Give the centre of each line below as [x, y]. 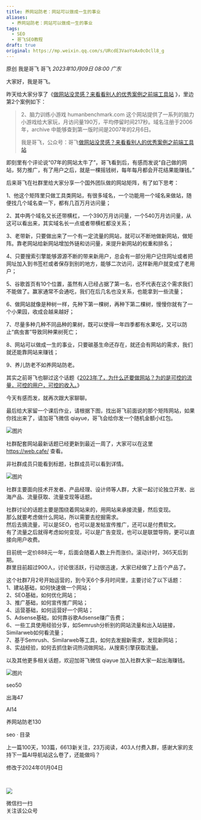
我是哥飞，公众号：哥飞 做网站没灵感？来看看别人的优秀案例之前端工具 [107, 142]
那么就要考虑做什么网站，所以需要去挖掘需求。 [64, 517]
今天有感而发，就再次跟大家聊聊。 [48, 398]
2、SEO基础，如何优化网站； [42, 595]
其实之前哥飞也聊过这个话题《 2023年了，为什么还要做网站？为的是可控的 [97, 377]
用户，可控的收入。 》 [57, 385]
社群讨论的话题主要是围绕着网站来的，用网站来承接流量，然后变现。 [90, 509]
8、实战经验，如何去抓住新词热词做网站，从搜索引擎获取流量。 [84, 647]
